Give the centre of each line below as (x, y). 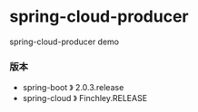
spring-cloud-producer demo (64, 42)
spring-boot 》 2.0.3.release (73, 88)
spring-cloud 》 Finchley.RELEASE (85, 98)
